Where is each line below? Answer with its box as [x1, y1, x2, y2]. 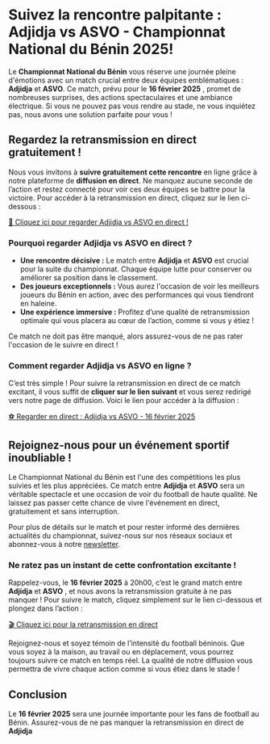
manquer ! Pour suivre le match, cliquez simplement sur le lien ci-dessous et [8, 595, 262, 605]
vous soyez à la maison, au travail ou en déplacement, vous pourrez [8, 647, 234, 657]
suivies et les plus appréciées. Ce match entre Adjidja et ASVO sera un [8, 481, 245, 490]
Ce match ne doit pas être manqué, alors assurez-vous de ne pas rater [8, 331, 243, 341]
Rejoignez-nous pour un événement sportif [8, 438, 230, 452]
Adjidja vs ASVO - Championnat [8, 23, 226, 41]
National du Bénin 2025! [8, 40, 174, 58]
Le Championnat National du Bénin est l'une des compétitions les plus [8, 473, 241, 482]
